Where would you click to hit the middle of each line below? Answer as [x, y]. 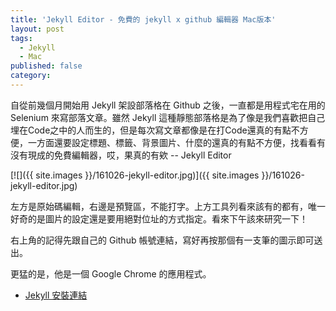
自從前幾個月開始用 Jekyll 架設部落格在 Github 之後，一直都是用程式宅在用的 [168, 105]
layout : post [37, 29]
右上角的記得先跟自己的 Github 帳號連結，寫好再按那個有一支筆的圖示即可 [162, 240]
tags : [21, 38]
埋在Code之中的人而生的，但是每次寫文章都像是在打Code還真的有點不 [155, 130]
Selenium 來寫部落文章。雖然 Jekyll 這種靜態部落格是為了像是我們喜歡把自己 [168, 117]
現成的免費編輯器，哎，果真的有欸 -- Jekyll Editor [129, 155]
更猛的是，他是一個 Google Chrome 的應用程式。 [111, 273]
